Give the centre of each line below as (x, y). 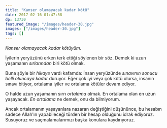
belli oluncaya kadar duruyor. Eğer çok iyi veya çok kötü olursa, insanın (80, 78)
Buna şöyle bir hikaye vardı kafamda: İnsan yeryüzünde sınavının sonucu (81, 73)
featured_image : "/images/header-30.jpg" (50, 24)
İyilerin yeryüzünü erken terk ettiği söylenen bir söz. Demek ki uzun (76, 58)
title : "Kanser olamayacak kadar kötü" (47, 10)
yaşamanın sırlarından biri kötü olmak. (45, 63)
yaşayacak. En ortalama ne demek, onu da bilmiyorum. (63, 99)
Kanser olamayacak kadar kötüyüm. (43, 48)
